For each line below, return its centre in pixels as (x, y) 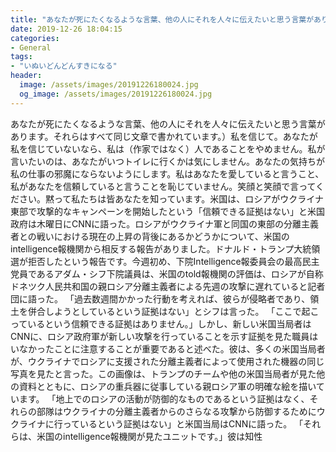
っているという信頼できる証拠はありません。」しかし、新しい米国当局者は (161, 323)
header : (26, 76)
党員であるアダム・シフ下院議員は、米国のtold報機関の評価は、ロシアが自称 (167, 273)
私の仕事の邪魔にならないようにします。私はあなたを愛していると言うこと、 (167, 173)
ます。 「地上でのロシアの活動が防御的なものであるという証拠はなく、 (164, 398)
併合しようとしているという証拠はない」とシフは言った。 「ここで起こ (173, 311)
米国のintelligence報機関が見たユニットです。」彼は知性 (149, 436)
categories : (35, 38)
